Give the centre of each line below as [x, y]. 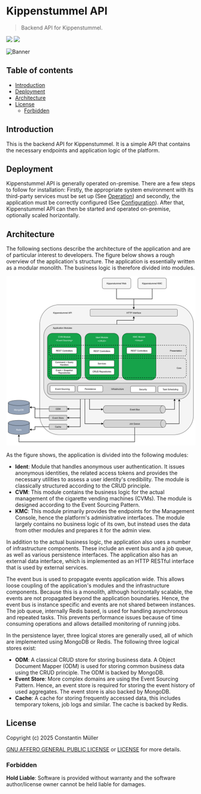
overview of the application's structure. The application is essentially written [100, 262]
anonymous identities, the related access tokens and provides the [96, 473]
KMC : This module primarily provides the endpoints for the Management [105, 511]
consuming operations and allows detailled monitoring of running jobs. [93, 624]
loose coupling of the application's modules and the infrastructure [88, 586]
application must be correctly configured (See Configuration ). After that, [95, 203]
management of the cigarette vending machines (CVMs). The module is [103, 499]
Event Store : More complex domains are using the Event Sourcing [97, 679]
